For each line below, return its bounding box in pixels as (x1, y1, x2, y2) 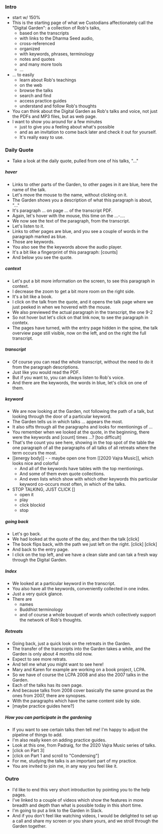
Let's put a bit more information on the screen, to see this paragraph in (12, 278, 155, 284)
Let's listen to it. (12, 223, 45, 229)
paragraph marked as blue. (12, 233, 67, 239)
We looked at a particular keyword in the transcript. (12, 581, 116, 586)
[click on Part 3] (12, 748, 45, 754)
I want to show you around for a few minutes (12, 119, 102, 125)
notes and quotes (19, 56, 55, 62)
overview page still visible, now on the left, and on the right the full (12, 330, 146, 336)
